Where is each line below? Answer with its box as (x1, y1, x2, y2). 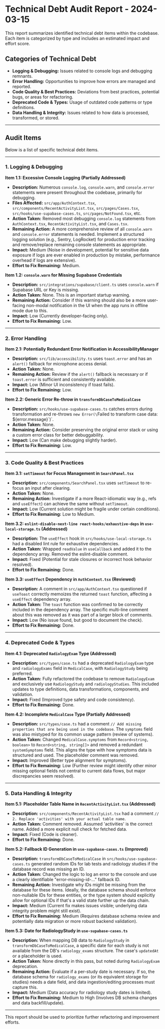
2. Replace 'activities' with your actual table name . (12, 816, 126, 822)
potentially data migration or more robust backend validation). (12, 918, 137, 924)
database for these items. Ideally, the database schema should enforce (12, 887, 156, 893)
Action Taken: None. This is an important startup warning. (12, 292, 131, 298)
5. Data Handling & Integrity (5, 790, 72, 797)
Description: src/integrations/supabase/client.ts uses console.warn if (12, 281, 159, 287)
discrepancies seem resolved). (12, 773, 75, 779)
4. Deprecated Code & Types (5, 640, 75, 646)
